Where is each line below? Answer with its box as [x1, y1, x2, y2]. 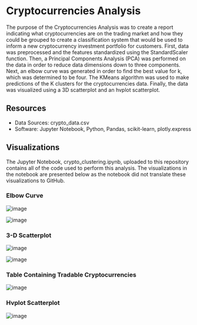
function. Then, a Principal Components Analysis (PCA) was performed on [6, 55, 186, 62]
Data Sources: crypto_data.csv [14, 119, 89, 126]
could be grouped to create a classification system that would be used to [6, 36, 183, 43]
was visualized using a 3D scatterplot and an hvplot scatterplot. [6, 86, 161, 93]
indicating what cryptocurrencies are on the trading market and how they [6, 29, 183, 37]
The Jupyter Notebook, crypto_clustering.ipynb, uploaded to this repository [6, 158, 189, 165]
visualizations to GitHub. [6, 177, 65, 184]
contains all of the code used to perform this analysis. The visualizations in [6, 164, 187, 172]
